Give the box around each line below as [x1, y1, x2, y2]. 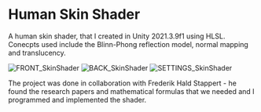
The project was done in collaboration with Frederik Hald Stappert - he [8, 78, 237, 88]
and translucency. [8, 48, 67, 57]
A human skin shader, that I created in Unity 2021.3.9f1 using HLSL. [8, 31, 226, 41]
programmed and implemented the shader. [8, 95, 147, 104]
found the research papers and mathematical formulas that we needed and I [8, 86, 255, 96]
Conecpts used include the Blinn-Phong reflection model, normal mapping [8, 39, 249, 49]
